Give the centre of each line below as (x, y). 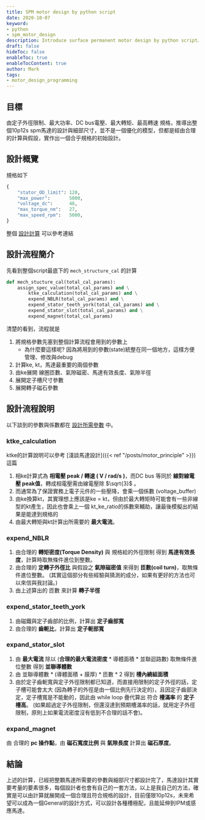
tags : (13, 75)
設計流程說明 (31, 409)
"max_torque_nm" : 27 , (48, 210)
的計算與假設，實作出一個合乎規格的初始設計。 (65, 138)
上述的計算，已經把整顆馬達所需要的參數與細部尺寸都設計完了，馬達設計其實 (103, 780)
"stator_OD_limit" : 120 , (49, 192)
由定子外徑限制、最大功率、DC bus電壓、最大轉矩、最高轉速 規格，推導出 (99, 123)
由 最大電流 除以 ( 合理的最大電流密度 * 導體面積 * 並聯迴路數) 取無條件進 (106, 659)
